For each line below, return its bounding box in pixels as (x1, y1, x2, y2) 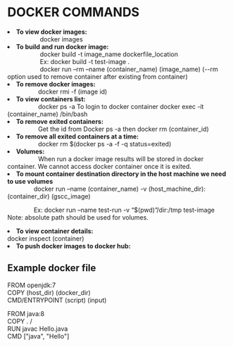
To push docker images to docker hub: (16, 241, 132, 250)
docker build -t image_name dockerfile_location (39, 50, 178, 58)
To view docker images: (16, 27, 87, 36)
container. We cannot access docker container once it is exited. (7, 162, 192, 170)
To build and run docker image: (16, 42, 109, 51)
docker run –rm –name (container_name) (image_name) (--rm (39, 65, 218, 73)
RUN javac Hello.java (7, 324, 68, 333)
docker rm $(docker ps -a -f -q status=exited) (38, 139, 172, 148)
